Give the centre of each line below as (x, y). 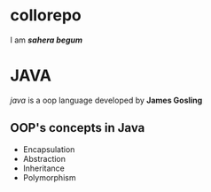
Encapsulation (49, 149)
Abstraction (44, 158)
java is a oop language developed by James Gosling (106, 100)
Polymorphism (49, 177)
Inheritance (44, 168)
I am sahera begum (47, 40)
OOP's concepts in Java (78, 128)
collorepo (46, 15)
